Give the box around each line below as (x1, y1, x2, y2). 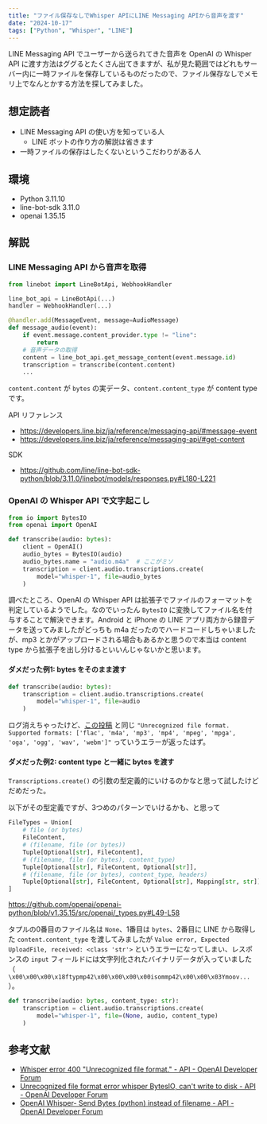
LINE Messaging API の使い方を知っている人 (19, 127, 165, 137)
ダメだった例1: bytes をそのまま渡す (8, 665, 127, 674)
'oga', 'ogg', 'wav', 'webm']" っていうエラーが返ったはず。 (8, 737, 211, 747)
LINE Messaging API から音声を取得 (8, 262, 147, 273)
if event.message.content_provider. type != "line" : (22, 331, 197, 339)
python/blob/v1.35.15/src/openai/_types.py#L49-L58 (8, 908, 180, 918)
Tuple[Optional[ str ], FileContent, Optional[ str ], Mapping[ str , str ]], (22, 878, 265, 886)
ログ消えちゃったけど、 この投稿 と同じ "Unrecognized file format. (8, 720, 230, 730)
